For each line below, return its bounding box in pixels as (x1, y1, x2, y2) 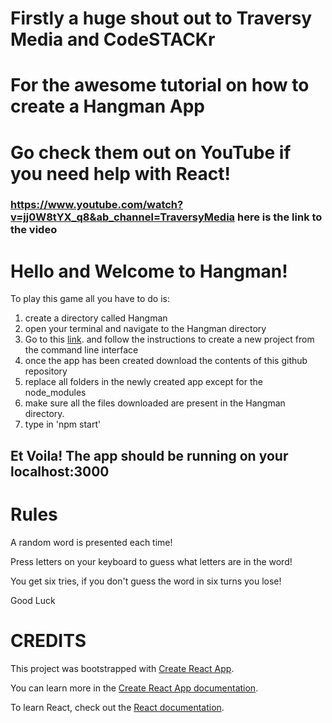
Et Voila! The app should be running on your (10, 447, 289, 464)
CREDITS (10, 629, 87, 652)
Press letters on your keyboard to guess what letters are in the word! (10, 555, 293, 567)
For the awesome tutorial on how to (10, 74, 310, 97)
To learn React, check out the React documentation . (10, 701, 225, 713)
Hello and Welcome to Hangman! (10, 260, 288, 282)
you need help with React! (10, 162, 231, 185)
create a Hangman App (10, 95, 205, 118)
